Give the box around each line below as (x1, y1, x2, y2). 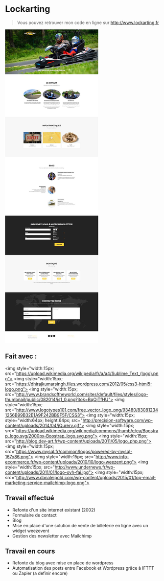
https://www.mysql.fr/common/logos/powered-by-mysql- (16, 448, 133, 454)
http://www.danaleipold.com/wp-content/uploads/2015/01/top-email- (16, 474, 156, 480)
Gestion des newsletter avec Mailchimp (12, 533, 92, 539)
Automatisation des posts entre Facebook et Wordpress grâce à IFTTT (12, 565, 154, 571)
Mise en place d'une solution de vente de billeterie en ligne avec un (12, 522, 148, 528)
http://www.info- (95, 454, 129, 460)
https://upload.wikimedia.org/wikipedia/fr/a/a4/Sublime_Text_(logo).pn (16, 371, 159, 376)
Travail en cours (5, 547, 55, 555)
